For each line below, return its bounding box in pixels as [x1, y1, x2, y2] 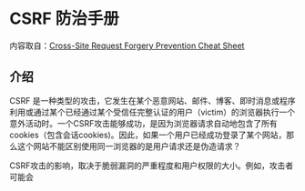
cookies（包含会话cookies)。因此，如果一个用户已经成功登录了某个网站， [9, 129, 287, 140]
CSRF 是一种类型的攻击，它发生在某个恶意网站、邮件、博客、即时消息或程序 [9, 95, 296, 106]
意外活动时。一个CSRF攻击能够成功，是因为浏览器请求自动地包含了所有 [9, 117, 278, 128]
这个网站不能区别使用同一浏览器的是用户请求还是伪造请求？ [16, 140, 241, 151]
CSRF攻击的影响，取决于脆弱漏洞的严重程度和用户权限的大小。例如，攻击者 [9, 160, 294, 171]
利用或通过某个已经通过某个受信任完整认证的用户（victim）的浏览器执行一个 [9, 106, 296, 117]
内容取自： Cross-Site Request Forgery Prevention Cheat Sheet [9, 40, 245, 51]
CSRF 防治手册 [9, 8, 120, 29]
